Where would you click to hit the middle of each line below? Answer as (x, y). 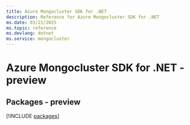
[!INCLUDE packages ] (33, 116)
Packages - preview (43, 102)
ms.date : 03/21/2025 (32, 22)
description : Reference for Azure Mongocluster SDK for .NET (83, 17)
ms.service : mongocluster (38, 39)
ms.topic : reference (32, 28)
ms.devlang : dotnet (30, 33)
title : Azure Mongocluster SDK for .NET (57, 11)
